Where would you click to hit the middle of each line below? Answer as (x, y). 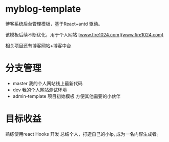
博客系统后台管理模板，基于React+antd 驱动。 (54, 24)
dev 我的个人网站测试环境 (40, 90)
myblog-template (43, 9)
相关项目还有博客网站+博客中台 (38, 45)
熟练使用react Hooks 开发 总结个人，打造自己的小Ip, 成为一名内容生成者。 (83, 134)
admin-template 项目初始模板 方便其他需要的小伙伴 (67, 96)
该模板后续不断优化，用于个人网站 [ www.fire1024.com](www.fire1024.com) (84, 34)
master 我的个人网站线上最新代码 (48, 83)
